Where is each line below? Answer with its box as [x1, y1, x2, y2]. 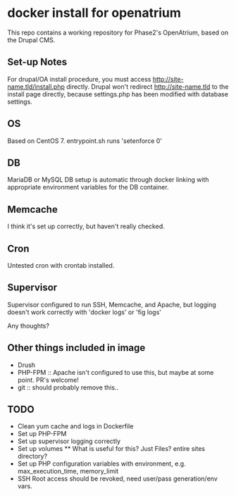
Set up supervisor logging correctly [17, 437, 121, 445]
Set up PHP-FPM [17, 430, 67, 438]
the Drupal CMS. [7, 35, 56, 44]
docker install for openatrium [7, 5, 182, 21]
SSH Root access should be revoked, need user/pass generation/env [17, 474, 218, 483]
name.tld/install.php [7, 82, 65, 91]
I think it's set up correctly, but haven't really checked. [7, 222, 166, 230]
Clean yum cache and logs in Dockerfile [17, 422, 134, 430]
